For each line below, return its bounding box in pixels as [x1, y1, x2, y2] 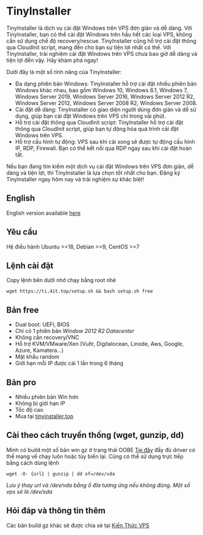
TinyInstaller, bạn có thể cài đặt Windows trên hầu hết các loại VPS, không [6, 30, 193, 38]
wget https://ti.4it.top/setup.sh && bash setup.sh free [6, 288, 153, 295]
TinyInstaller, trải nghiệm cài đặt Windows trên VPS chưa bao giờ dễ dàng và [6, 50, 198, 57]
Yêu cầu [6, 227, 38, 237]
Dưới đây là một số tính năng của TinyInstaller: [6, 68, 122, 75]
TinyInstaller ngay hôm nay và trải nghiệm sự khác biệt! [6, 175, 144, 183]
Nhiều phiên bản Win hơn [15, 393, 79, 400]
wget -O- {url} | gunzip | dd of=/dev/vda [6, 471, 115, 477]
